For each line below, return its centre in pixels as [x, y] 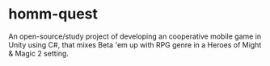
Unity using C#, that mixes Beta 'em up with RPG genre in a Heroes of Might [135, 44]
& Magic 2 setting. [38, 53]
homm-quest [53, 14]
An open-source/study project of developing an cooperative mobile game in [135, 36]
